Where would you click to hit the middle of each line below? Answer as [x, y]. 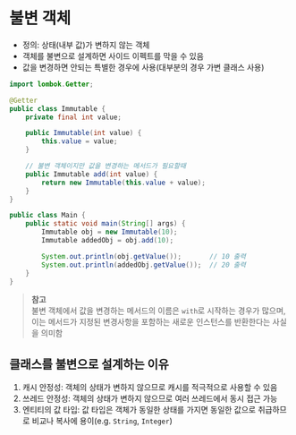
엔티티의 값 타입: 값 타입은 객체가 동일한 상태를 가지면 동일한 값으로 [139, 410]
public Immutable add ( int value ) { [92, 174]
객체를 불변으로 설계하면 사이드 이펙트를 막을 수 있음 [113, 55]
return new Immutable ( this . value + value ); [123, 183]
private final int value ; [74, 117]
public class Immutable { [57, 108]
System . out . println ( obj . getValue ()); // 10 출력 [144, 256]
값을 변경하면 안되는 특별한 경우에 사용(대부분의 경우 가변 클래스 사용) [143, 67]
